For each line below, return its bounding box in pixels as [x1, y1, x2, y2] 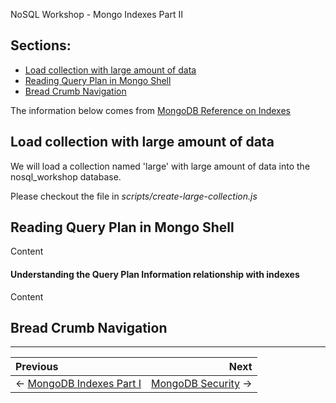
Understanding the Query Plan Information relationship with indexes [10, 269, 300, 281]
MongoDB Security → [151, 377, 253, 391]
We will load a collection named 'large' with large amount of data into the [10, 160, 311, 172]
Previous [15, 360, 59, 374]
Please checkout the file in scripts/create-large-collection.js [10, 190, 258, 202]
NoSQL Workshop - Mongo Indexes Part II [10, 9, 183, 20]
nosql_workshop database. [10, 170, 122, 183]
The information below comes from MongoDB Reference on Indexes [10, 104, 291, 116]
